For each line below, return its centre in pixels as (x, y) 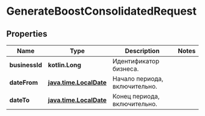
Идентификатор (136, 61)
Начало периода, (138, 79)
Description (142, 51)
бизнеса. (126, 69)
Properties (27, 34)
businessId (26, 65)
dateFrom (24, 82)
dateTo (20, 100)
